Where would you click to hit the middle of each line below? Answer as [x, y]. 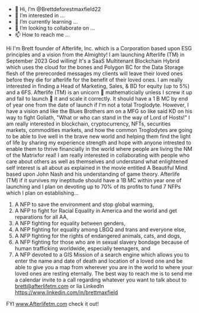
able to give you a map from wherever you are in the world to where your [104, 267]
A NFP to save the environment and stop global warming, [84, 204]
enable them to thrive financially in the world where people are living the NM [99, 149]
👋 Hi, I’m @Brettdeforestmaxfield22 [58, 9]
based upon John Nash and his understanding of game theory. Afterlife [93, 174]
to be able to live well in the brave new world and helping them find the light [99, 136]
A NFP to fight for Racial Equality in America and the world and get [96, 211]
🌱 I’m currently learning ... [46, 22]
